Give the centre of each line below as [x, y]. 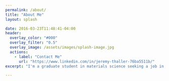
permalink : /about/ [26, 10]
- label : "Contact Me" [38, 57]
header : [13, 33]
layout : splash [21, 19]
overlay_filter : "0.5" [34, 43]
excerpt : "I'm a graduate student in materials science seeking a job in [85, 66]
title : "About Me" [25, 15]
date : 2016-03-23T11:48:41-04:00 [40, 28]
